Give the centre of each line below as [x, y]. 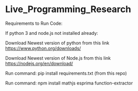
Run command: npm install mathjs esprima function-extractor [69, 83]
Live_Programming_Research [68, 9]
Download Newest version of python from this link [57, 43]
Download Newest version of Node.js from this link [58, 58]
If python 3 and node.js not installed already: [52, 33]
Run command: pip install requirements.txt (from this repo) [66, 73]
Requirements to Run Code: [34, 23]
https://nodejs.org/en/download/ [39, 63]
